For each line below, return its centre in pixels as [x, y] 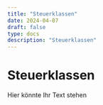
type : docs [23, 34]
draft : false [27, 27]
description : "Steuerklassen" [52, 40]
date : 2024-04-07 [33, 21]
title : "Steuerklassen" [43, 14]
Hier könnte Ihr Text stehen [47, 95]
